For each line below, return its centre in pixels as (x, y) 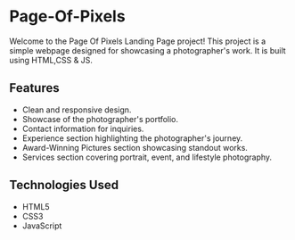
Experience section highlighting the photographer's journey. (132, 138)
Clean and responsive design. (77, 110)
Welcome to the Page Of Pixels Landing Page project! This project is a (138, 41)
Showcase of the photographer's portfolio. (100, 119)
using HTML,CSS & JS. (51, 60)
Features (34, 88)
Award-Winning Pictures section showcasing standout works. (135, 147)
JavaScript (42, 226)
